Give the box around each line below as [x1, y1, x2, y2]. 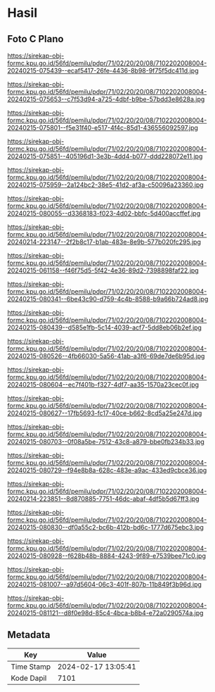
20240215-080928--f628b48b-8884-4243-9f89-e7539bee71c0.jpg [7, 551, 206, 560]
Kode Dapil [11, 673, 47, 683]
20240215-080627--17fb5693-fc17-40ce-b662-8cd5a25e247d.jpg [7, 409, 202, 417]
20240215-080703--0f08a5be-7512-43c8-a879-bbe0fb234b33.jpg [7, 438, 205, 445]
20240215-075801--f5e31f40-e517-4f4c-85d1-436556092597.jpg [7, 124, 199, 131]
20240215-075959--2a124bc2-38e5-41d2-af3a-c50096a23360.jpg [7, 181, 204, 189]
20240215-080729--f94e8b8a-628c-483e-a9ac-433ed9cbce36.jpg [7, 466, 207, 474]
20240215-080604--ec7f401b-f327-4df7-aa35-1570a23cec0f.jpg [7, 381, 199, 389]
